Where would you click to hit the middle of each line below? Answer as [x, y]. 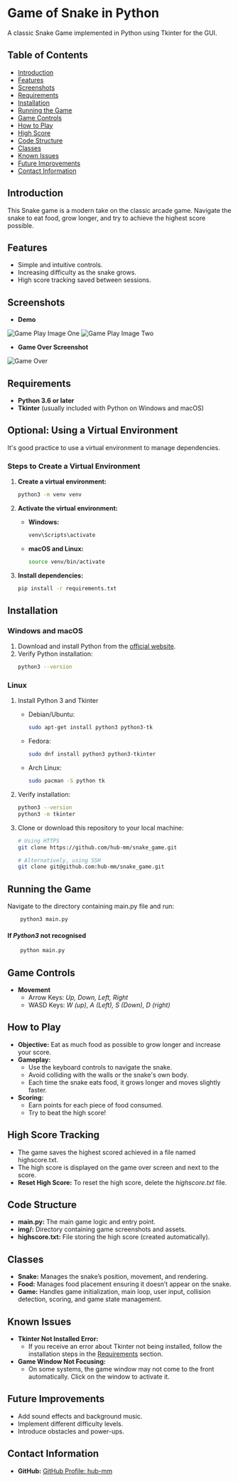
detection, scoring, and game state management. [90, 1299]
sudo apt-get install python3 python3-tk [90, 728]
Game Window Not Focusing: [62, 1361]
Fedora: [39, 741]
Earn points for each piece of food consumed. [96, 1105]
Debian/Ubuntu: [52, 714]
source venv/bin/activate [66, 562]
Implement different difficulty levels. [70, 1424]
